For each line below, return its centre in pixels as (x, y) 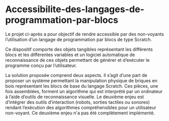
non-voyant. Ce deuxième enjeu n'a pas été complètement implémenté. (80, 113)
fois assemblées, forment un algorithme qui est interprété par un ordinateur (84, 91)
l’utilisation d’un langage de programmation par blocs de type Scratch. (79, 39)
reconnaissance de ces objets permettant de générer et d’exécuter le (77, 60)
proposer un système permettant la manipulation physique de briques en (81, 80)
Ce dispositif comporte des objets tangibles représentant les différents (79, 49)
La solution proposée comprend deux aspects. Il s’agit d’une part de (76, 75)
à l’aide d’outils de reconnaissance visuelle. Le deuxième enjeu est (75, 97)
